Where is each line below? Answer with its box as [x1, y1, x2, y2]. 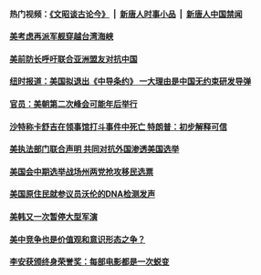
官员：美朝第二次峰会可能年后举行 [9, 98, 138, 109]
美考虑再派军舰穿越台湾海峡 [9, 31, 114, 42]
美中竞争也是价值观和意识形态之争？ [9, 233, 146, 245]
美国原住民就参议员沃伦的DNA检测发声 [9, 188, 156, 199]
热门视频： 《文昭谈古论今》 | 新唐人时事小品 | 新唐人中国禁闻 [9, 8, 243, 19]
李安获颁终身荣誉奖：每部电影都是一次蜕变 [9, 256, 170, 268]
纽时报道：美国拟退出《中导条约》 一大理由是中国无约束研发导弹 [9, 76, 252, 87]
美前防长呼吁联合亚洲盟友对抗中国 [9, 53, 138, 64]
